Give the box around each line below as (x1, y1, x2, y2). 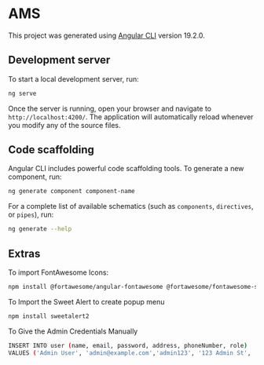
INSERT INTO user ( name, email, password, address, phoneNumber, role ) (8, 341, 247, 349)
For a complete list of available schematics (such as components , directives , (8, 202, 254, 211)
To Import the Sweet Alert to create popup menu (8, 297, 165, 306)
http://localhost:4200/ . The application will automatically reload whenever (8, 111, 254, 122)
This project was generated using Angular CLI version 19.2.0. (8, 31, 206, 40)
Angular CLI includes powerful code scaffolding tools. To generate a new (8, 164, 244, 173)
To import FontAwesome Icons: (8, 268, 108, 277)
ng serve (8, 89, 37, 97)
